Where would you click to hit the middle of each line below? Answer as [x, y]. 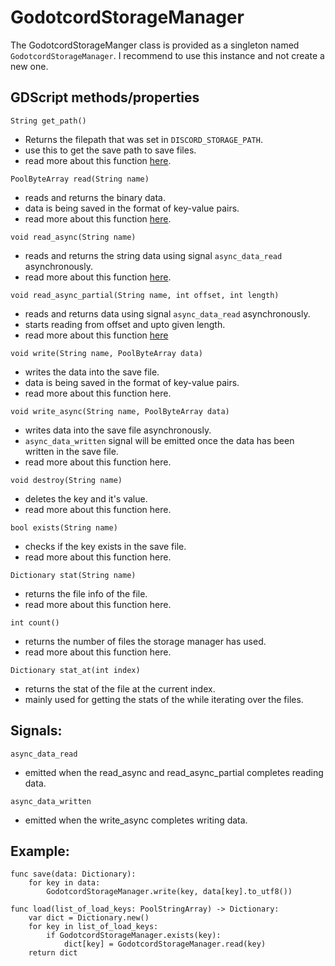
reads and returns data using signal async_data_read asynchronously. [167, 313]
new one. [29, 66]
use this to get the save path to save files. [110, 150]
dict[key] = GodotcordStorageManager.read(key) [165, 944]
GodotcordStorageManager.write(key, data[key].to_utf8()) [169, 892]
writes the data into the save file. [92, 372]
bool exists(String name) [64, 527]
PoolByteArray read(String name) [80, 179]
